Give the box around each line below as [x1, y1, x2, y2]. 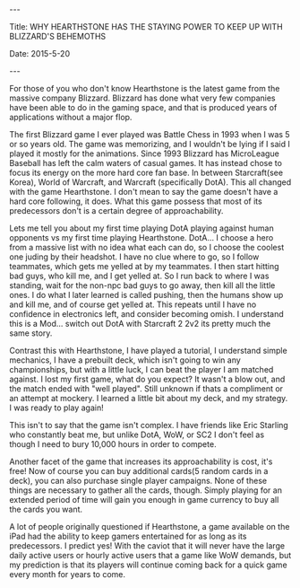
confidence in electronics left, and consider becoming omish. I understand [9, 309, 284, 319]
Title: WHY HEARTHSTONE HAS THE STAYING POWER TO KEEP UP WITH [9, 22, 284, 31]
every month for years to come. [9, 569, 126, 579]
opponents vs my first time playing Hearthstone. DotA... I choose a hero [9, 233, 274, 242]
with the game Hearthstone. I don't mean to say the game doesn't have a [9, 187, 279, 197]
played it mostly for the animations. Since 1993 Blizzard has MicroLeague [9, 148, 279, 159]
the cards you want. [9, 504, 83, 514]
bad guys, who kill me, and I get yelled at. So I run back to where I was [9, 270, 270, 281]
